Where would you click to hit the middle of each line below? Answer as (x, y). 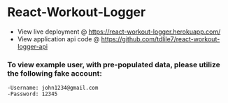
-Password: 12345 (33, 94)
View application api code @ (58, 39)
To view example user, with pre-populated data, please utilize (114, 64)
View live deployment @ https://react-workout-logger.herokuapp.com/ (119, 32)
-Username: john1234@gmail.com (53, 88)
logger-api (32, 46)
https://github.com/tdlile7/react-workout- (161, 39)
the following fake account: (55, 73)
